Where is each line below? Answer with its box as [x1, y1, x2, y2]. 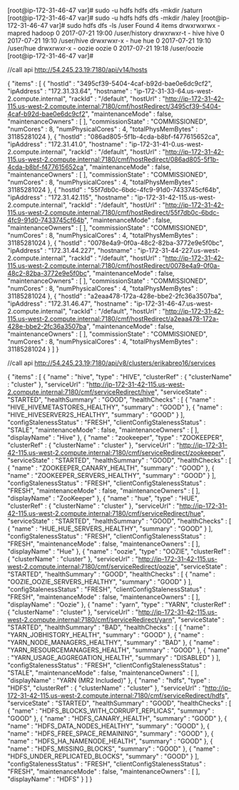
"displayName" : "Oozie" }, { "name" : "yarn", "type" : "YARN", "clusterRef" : [7, 600, 230, 609]
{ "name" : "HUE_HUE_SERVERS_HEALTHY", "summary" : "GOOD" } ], [7, 524, 213, 533]
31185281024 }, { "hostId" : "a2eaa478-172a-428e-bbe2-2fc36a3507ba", [7, 292, 223, 300]
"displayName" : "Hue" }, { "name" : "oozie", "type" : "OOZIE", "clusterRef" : [7, 547, 230, 556]
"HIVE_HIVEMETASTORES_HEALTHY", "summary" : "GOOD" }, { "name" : [7, 403, 223, 411]
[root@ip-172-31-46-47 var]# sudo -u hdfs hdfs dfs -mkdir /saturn [7, 6, 203, 14]
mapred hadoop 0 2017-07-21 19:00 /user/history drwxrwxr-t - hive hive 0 [7, 29, 225, 37]
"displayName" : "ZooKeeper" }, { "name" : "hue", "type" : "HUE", [7, 494, 199, 502]
